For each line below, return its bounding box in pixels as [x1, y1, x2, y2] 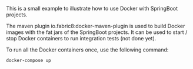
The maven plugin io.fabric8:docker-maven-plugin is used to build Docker [6, 23, 185, 29]
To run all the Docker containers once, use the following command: [6, 46, 169, 53]
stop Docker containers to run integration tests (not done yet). [6, 35, 157, 42]
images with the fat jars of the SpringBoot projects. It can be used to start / [6, 29, 188, 36]
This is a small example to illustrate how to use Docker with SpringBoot [6, 5, 178, 12]
